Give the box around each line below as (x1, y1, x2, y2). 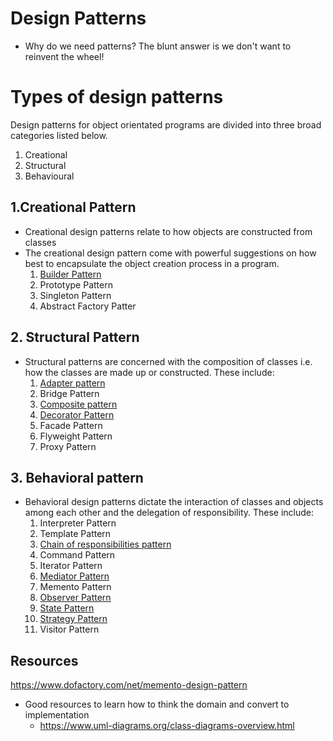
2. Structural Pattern (10, 329, 140, 346)
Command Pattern (39, 549, 116, 561)
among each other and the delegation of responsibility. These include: (24, 507, 315, 519)
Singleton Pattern (39, 289, 112, 301)
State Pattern (39, 602, 95, 614)
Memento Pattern (39, 581, 112, 593)
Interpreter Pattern (39, 517, 117, 529)
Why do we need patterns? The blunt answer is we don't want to (24, 40, 292, 52)
